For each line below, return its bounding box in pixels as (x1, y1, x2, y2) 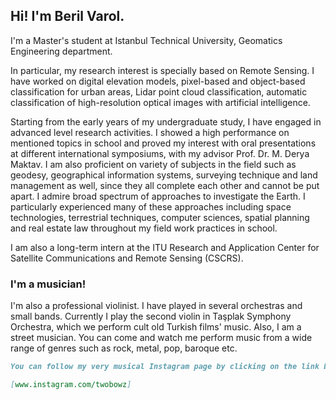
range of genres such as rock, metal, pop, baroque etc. (10, 342, 238, 354)
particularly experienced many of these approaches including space (10, 200, 292, 213)
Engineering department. (10, 45, 113, 57)
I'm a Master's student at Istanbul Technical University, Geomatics (10, 34, 283, 46)
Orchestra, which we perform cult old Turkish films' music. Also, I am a (10, 321, 302, 333)
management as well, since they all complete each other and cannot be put (10, 179, 320, 191)
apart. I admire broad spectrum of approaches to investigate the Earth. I (10, 190, 306, 202)
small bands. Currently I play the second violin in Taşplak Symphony (10, 310, 292, 323)
